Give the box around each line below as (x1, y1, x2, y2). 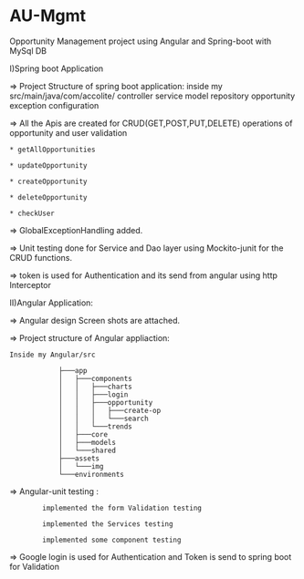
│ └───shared (58, 446, 117, 455)
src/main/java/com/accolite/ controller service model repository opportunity (9, 90, 296, 101)
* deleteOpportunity (9, 192, 89, 202)
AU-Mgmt (9, 5, 87, 26)
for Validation (9, 561, 60, 572)
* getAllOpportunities (9, 145, 96, 154)
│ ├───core (58, 429, 108, 439)
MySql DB (9, 45, 47, 56)
